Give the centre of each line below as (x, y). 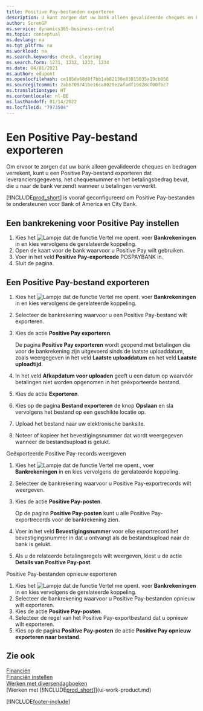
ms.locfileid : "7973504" (37, 107)
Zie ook (21, 656)
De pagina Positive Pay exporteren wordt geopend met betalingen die (103, 345)
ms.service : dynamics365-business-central (60, 29)
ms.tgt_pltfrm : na (29, 46)
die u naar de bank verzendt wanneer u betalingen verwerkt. (82, 186)
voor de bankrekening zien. (86, 520)
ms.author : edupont (31, 74)
